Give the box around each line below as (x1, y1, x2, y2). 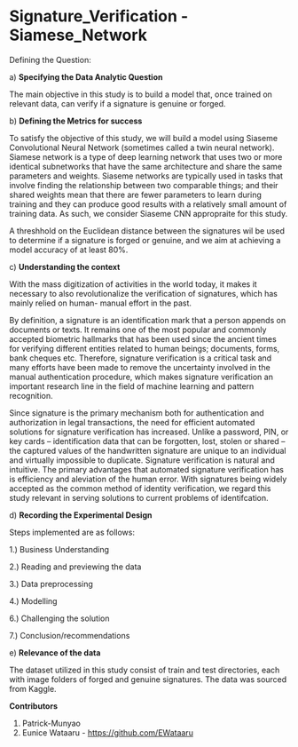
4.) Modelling (9, 595, 58, 606)
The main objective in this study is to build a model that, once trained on (9, 89, 273, 99)
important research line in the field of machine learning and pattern (9, 380, 255, 392)
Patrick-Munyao (21, 718, 82, 728)
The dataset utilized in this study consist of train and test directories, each (9, 664, 280, 675)
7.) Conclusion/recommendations (9, 630, 130, 640)
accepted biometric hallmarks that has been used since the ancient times (9, 333, 277, 344)
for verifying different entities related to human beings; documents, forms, (9, 343, 280, 354)
